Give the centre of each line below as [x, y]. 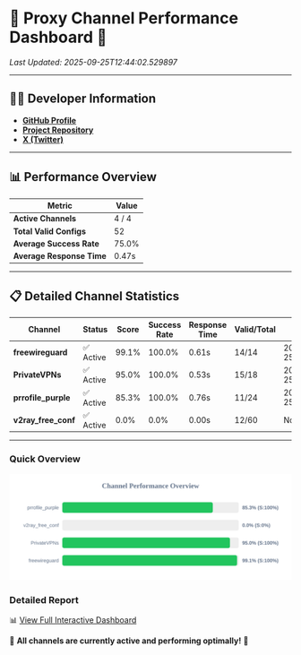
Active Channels [45, 219]
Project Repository [58, 130]
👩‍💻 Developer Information [83, 99]
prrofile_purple [42, 397]
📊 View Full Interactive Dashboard [73, 620]
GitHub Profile [49, 120]
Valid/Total [255, 330]
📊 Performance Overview [83, 177]
